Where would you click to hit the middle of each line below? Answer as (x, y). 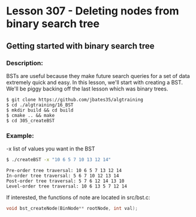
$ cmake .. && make (31, 115)
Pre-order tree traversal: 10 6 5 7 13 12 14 (64, 171)
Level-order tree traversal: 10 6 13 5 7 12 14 (67, 186)
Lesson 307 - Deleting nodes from (93, 11)
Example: (20, 135)
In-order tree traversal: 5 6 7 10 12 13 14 (63, 176)
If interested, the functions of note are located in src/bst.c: (78, 198)
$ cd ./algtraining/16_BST (40, 105)
